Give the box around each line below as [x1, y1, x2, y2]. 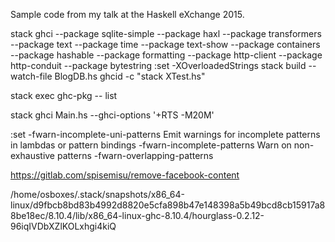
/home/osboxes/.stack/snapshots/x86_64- [10, 189, 185, 200]
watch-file [10, 70, 53, 82]
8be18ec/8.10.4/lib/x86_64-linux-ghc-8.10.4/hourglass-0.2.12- [10, 210, 265, 221]
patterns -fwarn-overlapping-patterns [56, 150, 214, 161]
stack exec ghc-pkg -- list [10, 90, 118, 101]
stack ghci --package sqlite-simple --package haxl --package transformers [10, 28, 322, 39]
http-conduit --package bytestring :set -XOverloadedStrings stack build [10, 60, 307, 71]
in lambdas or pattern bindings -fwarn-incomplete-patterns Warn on [10, 139, 292, 151]
